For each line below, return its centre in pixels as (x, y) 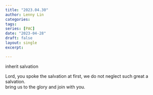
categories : (18, 19)
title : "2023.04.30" (27, 10)
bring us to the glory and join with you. (45, 87)
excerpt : (14, 47)
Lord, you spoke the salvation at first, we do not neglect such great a (77, 76)
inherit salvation (22, 66)
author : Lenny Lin (24, 15)
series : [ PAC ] (20, 29)
